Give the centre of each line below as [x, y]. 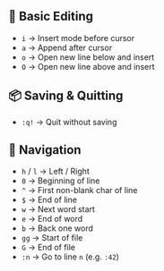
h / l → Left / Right [56, 172]
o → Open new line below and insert [88, 57]
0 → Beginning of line [60, 181]
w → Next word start [58, 209]
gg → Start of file [52, 238]
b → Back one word [57, 228]
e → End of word [52, 219]
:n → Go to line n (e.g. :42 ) [70, 257]
